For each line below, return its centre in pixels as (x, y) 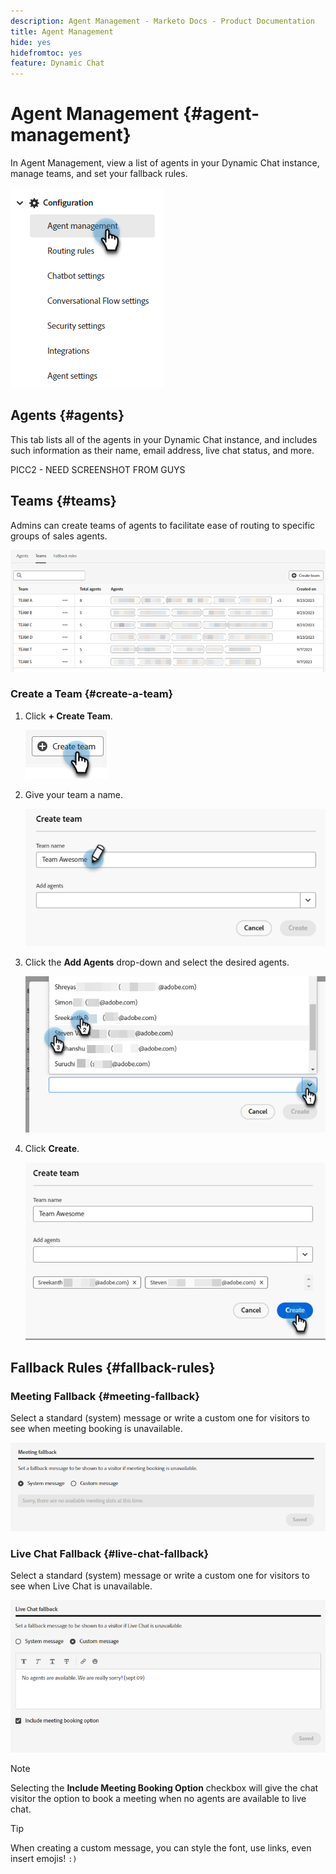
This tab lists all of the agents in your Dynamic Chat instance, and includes (164, 439)
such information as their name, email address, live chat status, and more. (162, 450)
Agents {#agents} (67, 415)
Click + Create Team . (68, 716)
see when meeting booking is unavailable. (96, 1429)
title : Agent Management (62, 31)
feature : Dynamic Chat (57, 63)
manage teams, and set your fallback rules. (99, 174)
